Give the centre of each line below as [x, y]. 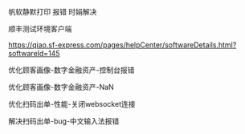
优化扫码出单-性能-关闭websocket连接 [72, 104]
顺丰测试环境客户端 [40, 29]
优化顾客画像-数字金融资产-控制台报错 [71, 70]
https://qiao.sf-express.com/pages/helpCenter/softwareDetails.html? [122, 45]
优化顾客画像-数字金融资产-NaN [61, 87]
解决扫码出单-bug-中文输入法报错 [64, 121]
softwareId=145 [34, 53]
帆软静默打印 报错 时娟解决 [53, 12]
